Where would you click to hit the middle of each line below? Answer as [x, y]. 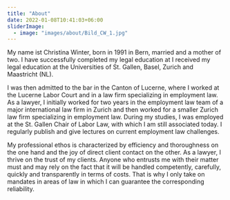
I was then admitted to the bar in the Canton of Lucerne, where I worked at [113, 88]
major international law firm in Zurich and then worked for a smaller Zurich [113, 110]
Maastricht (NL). [30, 74]
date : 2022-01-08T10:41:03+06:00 [55, 20]
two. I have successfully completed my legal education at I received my [109, 60]
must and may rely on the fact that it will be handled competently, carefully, [114, 167]
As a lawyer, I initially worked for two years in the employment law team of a [115, 102]
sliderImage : [26, 26]
